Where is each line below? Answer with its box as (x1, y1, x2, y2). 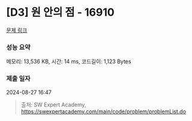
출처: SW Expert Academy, (20, 101, 86, 108)
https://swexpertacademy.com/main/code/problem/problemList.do (20, 108, 187, 115)
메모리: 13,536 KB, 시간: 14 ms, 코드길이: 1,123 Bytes (6, 58, 131, 65)
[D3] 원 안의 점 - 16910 (6, 5, 115, 19)
